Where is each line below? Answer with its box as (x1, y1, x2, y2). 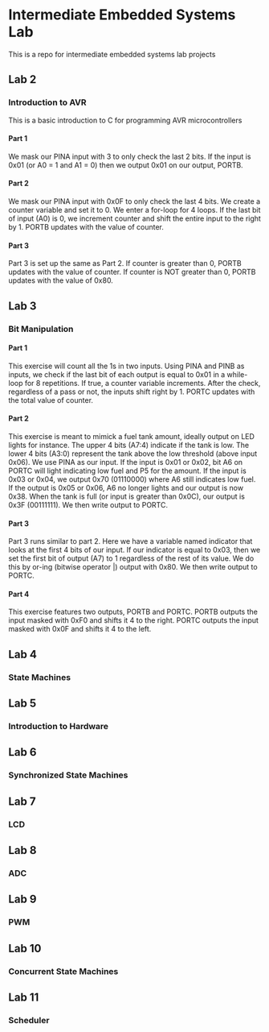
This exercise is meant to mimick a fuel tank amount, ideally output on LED (8, 431, 255, 441)
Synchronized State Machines (8, 769, 128, 781)
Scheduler (8, 1014, 50, 1026)
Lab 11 (8, 990, 39, 1004)
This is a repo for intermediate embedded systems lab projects (8, 49, 216, 59)
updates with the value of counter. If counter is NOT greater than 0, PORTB (8, 267, 256, 277)
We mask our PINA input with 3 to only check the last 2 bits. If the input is (8, 151, 251, 161)
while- (226, 369, 248, 379)
